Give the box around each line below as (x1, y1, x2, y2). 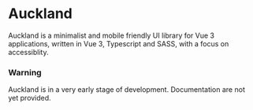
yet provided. (8, 93, 51, 103)
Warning (8, 67, 42, 78)
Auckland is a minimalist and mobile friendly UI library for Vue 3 (8, 31, 215, 40)
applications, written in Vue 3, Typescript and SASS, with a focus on (8, 38, 229, 48)
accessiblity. (8, 47, 49, 57)
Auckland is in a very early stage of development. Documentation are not (8, 85, 246, 94)
